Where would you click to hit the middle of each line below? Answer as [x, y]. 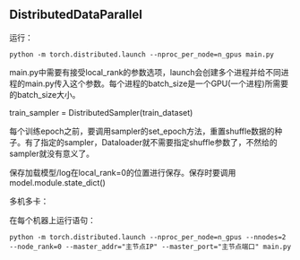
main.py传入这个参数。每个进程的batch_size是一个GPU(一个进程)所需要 [157, 83]
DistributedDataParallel [76, 15]
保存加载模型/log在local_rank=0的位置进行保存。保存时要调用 [123, 172]
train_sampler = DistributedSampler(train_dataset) [101, 112]
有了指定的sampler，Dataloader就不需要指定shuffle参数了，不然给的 [151, 142]
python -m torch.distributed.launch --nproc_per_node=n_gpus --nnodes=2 [148, 237]
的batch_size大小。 [45, 94]
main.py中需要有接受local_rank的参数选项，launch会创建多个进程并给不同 [146, 72]
